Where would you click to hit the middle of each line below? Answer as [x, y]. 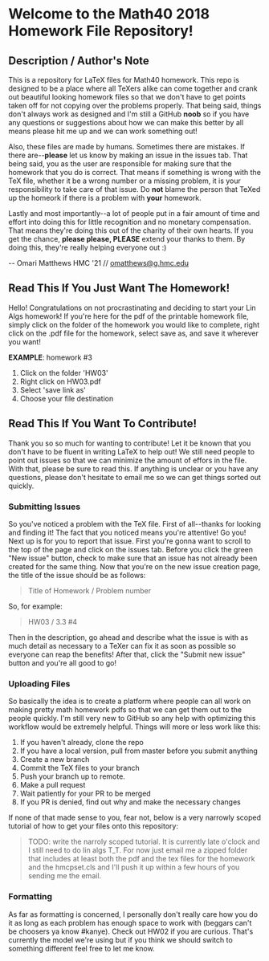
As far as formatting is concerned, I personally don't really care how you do [133, 914]
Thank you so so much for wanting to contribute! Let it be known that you [130, 443]
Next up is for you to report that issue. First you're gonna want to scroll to [130, 541]
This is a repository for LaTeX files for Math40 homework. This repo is [124, 80]
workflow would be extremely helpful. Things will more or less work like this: [134, 727]
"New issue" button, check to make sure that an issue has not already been [133, 558]
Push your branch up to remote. [73, 776]
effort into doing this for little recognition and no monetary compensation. [130, 222]
